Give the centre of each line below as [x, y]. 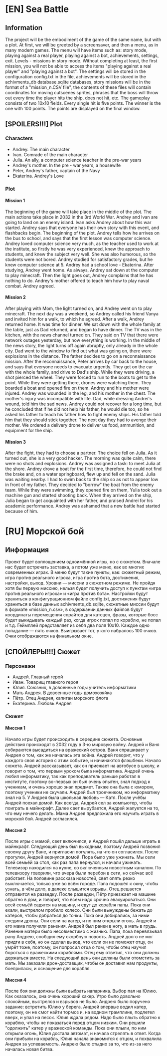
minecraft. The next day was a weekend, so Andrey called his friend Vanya [82, 314]
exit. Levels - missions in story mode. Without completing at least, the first [81, 61]
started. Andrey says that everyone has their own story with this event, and [82, 228]
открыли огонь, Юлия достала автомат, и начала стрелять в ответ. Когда [83, 1034]
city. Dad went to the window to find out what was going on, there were [79, 351]
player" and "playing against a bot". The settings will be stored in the [76, 71]
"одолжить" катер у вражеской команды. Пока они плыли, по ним [76, 1028]
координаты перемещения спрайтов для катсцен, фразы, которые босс [82, 615]
